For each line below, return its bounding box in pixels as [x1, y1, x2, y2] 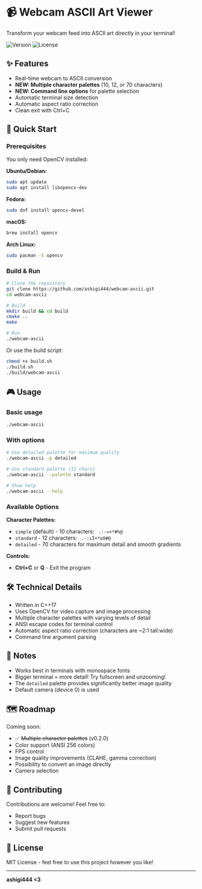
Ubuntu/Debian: [6, 168, 47, 175]
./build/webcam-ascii [6, 369, 61, 375]
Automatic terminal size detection [14, 93, 99, 101]
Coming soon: [6, 723, 41, 730]
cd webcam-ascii [6, 291, 47, 298]
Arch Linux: [6, 240, 36, 248]
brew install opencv [6, 230, 58, 236]
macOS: [6, 218, 27, 225]
